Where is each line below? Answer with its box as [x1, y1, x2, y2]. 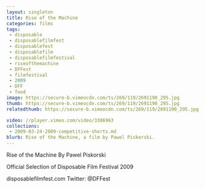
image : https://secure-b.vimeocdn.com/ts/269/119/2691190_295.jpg [6, 95, 180, 101]
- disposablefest [9, 44, 53, 50]
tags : [6, 26, 20, 33]
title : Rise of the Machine [6, 15, 79, 21]
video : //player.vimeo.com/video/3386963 [6, 117, 114, 123]
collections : [6, 123, 40, 129]
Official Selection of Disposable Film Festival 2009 [6, 163, 134, 170]
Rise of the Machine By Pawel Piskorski [6, 151, 106, 159]
